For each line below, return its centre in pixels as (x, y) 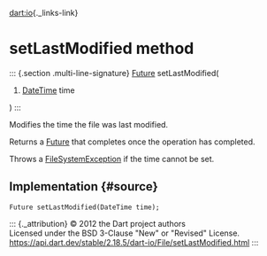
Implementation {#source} (84, 186)
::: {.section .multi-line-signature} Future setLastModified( (114, 73)
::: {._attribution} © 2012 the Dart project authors (97, 223)
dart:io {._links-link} (44, 13)
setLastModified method (102, 49)
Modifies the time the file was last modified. (89, 124)
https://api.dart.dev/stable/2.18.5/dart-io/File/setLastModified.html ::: (134, 242)
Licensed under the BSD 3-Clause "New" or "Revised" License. (125, 233)
